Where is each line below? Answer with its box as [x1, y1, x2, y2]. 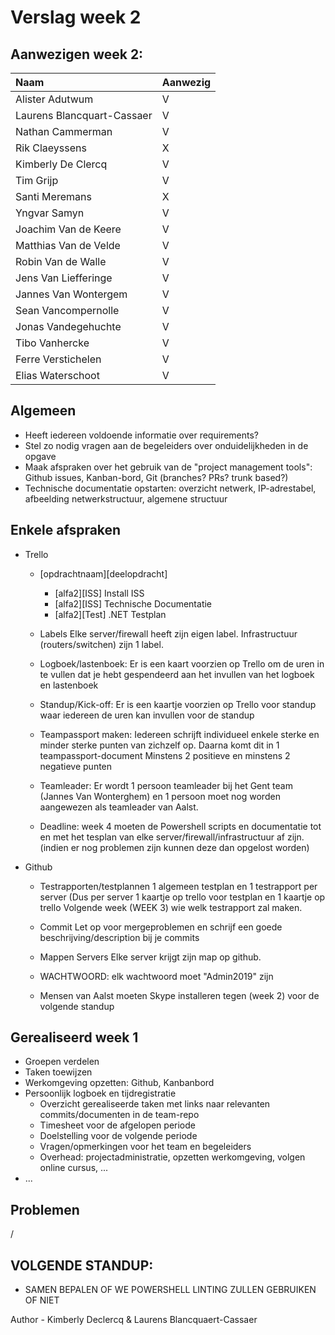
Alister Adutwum [15, 92, 94, 106]
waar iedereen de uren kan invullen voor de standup [39, 709, 255, 721]
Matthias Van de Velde [15, 239, 121, 252]
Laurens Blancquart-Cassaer [15, 109, 153, 122]
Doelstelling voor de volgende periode [39, 1130, 198, 1142]
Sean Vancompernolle [15, 304, 120, 317]
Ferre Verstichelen [15, 352, 102, 366]
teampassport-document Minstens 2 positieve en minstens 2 [39, 749, 291, 761]
